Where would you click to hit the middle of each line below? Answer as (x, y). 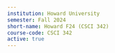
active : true (26, 39)
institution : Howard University (53, 13)
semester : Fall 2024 (37, 20)
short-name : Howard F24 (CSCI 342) (58, 26)
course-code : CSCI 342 (40, 33)
